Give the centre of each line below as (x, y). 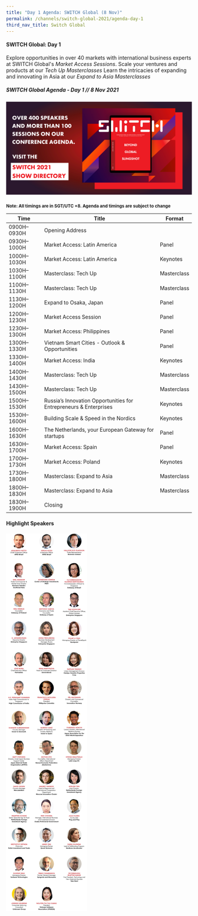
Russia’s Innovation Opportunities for (89, 400)
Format (175, 218)
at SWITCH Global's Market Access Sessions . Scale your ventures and (92, 64)
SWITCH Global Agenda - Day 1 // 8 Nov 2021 (62, 90)
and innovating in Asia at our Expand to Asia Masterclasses (78, 76)
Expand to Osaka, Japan (73, 302)
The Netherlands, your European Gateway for (99, 429)
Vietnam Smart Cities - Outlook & (85, 343)
